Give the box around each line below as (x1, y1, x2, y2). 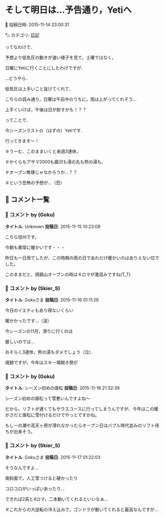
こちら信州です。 (5, 234, 39, 240)
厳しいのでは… (5, 338, 35, 344)
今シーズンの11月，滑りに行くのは (5, 328, 73, 334)
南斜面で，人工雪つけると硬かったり (5, 475, 78, 481)
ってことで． (5, 117, 31, 123)
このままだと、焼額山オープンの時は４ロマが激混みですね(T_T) (5, 271, 131, 277)
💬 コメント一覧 (5, 195, 50, 204)
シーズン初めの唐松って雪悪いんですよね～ (5, 396, 91, 402)
